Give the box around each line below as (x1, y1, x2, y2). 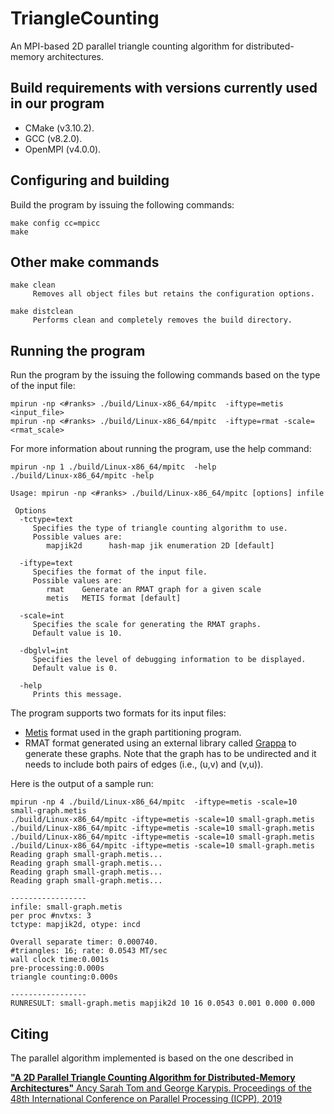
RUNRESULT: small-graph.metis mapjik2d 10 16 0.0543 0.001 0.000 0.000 (10, 998, 315, 1009)
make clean (10, 280, 56, 291)
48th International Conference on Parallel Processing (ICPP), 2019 (10, 1093, 283, 1104)
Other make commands (10, 253, 160, 271)
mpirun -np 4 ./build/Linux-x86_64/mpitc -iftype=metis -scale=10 (10, 797, 298, 807)
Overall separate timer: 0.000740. (10, 937, 159, 947)
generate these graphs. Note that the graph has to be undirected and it (24, 748, 317, 760)
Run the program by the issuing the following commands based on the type (10, 369, 321, 381)
